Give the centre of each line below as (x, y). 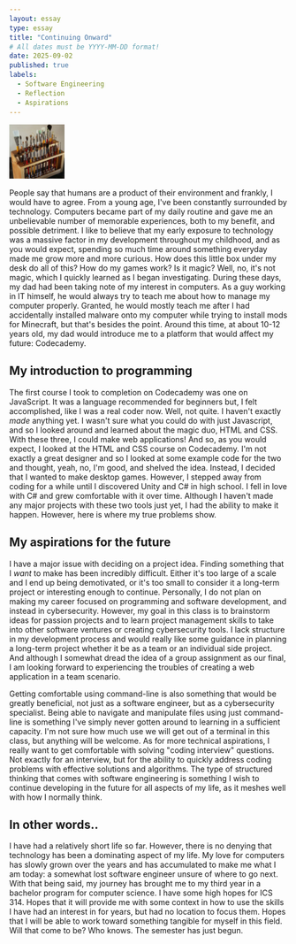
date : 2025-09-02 (41, 56)
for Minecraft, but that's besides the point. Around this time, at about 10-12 (145, 325)
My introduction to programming (101, 371)
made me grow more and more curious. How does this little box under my (143, 259)
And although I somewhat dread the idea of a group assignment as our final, (148, 657)
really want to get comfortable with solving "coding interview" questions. (142, 750)
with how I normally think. (56, 797)
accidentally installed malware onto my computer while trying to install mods (148, 315)
